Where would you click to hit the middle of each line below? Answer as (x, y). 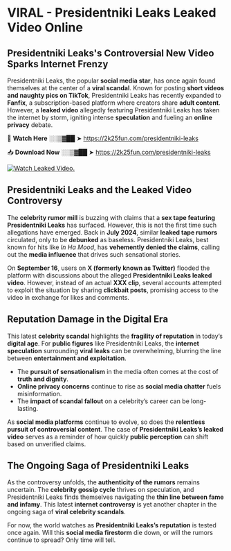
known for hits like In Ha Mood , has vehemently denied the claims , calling (113, 247)
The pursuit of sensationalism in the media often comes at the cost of (118, 371)
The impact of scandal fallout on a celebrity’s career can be (103, 401)
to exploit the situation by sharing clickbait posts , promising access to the (113, 290)
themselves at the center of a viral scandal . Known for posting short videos (116, 88)
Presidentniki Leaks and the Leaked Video (100, 190)
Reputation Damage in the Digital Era (87, 320)
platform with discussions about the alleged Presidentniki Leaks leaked (110, 275)
